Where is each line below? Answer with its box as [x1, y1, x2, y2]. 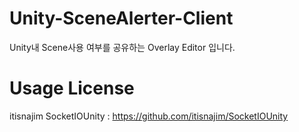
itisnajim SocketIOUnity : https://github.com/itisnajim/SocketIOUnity [9, 110, 289, 122]
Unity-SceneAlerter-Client [9, 7, 234, 30]
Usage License [9, 77, 135, 100]
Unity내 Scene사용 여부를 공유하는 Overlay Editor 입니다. [9, 41, 236, 53]
